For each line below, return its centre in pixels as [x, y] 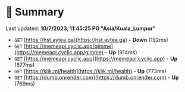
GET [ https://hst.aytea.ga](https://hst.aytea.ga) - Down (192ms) [91, 40]
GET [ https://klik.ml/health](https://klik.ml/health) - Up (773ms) [90, 71]
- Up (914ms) [121, 52]
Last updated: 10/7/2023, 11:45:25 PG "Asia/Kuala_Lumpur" [81, 28]
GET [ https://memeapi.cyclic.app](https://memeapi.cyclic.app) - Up [96, 58]
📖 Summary [35, 12]
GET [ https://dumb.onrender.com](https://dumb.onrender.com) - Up [96, 77]
